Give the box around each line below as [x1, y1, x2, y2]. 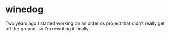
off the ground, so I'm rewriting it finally [5, 25, 89, 31]
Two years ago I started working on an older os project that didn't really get [5, 20, 165, 26]
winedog [5, 4, 44, 15]
